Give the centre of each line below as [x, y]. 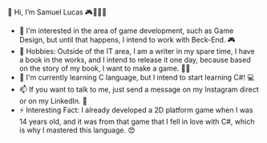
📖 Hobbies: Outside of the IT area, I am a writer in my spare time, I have [137, 51]
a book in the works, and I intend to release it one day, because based [135, 60]
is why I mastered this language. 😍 [77, 130]
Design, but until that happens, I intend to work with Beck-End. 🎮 [127, 40]
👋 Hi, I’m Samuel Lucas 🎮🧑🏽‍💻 [57, 12]
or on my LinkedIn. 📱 [53, 101]
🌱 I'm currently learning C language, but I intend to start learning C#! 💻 [137, 77]
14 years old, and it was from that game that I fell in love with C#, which [137, 121]
